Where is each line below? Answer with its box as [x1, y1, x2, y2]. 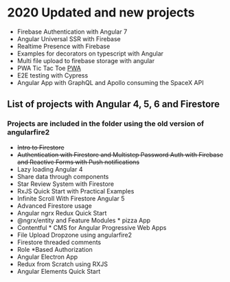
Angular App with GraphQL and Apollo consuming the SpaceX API [16, 78, 204, 86]
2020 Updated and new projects [7, 5, 195, 21]
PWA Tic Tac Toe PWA [16, 64, 81, 72]
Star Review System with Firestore [16, 180, 115, 188]
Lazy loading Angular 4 [16, 165, 83, 173]
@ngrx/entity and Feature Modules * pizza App [16, 216, 151, 224]
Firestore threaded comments [16, 238, 102, 246]
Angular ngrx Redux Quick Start [16, 209, 107, 217]
